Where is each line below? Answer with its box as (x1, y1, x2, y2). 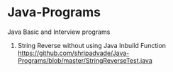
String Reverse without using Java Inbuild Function (17, 41, 167, 49)
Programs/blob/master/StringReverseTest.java (17, 56, 152, 64)
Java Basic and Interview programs (7, 28, 111, 36)
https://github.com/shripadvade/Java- (17, 49, 130, 57)
